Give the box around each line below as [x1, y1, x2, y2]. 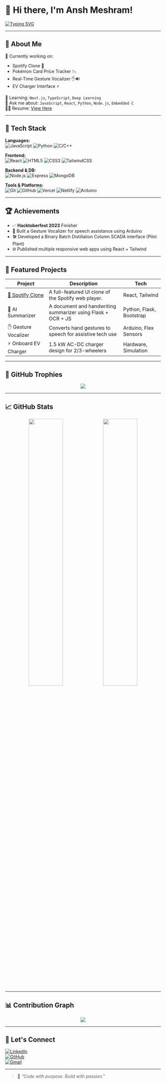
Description [69, 280, 98, 287]
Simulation [123, 347, 148, 354]
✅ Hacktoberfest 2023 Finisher [12, 223, 78, 229]
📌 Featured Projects [5, 265, 67, 274]
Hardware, [123, 341, 148, 348]
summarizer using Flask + [48, 309, 109, 316]
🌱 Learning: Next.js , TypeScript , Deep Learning [5, 94, 101, 101]
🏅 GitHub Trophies [5, 370, 63, 379]
